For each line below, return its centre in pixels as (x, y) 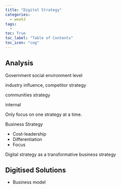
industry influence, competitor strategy (46, 85)
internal (13, 104)
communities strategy (28, 95)
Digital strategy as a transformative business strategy (61, 154)
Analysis (19, 63)
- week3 (18, 19)
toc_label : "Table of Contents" (39, 38)
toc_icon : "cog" (22, 43)
